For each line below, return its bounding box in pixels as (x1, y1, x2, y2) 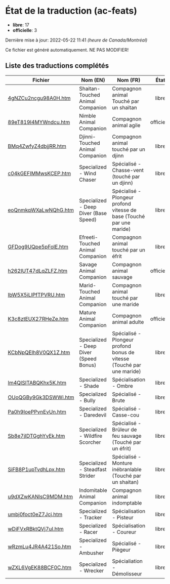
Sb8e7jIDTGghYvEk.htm (8, 432, 65, 439)
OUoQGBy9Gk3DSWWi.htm (8, 394, 74, 401)
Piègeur (112, 546, 131, 553)
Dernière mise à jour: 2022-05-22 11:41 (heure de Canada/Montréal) (5, 37, 148, 43)
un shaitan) (112, 478, 139, 485)
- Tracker (79, 514, 102, 521)
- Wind (79, 170, 97, 177)
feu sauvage (112, 432, 142, 439)
